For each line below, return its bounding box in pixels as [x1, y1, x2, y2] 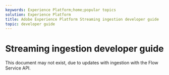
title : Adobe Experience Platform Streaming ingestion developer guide [5, 17, 159, 22]
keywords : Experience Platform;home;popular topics [5, 7, 116, 13]
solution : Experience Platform [5, 12, 71, 17]
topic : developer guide [5, 21, 55, 27]
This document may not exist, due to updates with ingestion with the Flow [5, 60, 159, 66]
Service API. [5, 65, 31, 71]
